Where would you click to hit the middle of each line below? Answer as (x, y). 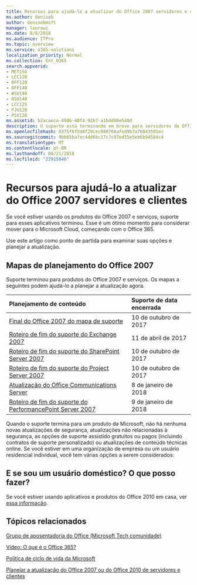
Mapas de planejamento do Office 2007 (80, 265)
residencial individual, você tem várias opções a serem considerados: (90, 455)
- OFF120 (17, 83)
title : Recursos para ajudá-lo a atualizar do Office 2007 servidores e (97, 11)
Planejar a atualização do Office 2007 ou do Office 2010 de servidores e (93, 570)
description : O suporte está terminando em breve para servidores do (93, 126)
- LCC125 (17, 104)
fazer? (18, 483)
